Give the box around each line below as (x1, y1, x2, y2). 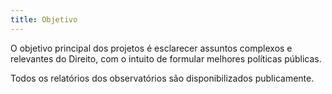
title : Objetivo (10, 14, 78, 25)
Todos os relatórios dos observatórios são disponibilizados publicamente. (10, 72, 315, 84)
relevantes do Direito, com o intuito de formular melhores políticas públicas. (10, 52, 322, 65)
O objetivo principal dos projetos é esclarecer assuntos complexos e (10, 42, 293, 54)
